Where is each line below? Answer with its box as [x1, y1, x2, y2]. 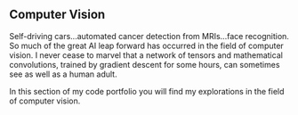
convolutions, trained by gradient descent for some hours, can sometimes [9, 59, 280, 70]
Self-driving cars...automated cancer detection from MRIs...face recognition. [9, 30, 289, 41]
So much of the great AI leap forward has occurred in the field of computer [9, 40, 285, 51]
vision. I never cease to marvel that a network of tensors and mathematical [9, 49, 283, 61]
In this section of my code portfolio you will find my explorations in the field [9, 86, 285, 96]
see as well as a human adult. [9, 69, 117, 79]
